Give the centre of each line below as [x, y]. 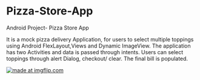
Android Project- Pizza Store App [48, 28]
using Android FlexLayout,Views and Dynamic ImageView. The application [98, 46]
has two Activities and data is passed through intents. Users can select [95, 52]
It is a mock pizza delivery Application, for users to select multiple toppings [100, 39]
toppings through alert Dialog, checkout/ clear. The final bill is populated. [97, 58]
